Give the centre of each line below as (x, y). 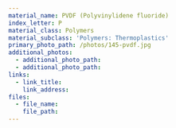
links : (19, 75)
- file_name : (37, 104)
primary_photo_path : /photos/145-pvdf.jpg (80, 45)
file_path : (41, 112)
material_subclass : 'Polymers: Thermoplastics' (89, 38)
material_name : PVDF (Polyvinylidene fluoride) (89, 16)
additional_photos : (41, 52)
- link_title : (39, 82)
